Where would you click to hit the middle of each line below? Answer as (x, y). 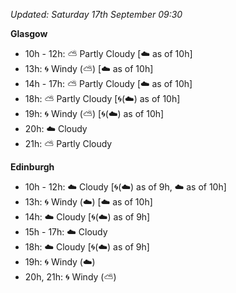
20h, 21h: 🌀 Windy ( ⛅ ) (70, 277)
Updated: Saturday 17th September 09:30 (96, 14)
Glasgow (29, 33)
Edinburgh (32, 167)
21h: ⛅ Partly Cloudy (68, 143)
